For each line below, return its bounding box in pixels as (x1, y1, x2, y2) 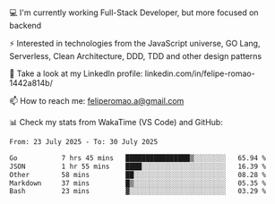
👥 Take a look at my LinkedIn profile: (9, 68, 143, 79)
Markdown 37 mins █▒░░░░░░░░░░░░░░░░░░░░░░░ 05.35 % (9, 178, 267, 188)
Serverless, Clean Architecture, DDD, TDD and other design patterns (9, 51, 262, 61)
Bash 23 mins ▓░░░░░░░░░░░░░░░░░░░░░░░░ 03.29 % (9, 187, 267, 196)
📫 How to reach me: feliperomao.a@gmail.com (9, 96, 185, 106)
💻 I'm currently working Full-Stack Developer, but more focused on (9, 7, 259, 18)
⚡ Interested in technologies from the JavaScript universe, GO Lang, (9, 38, 261, 48)
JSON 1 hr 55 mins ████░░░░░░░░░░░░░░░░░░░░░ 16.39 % (9, 162, 267, 171)
